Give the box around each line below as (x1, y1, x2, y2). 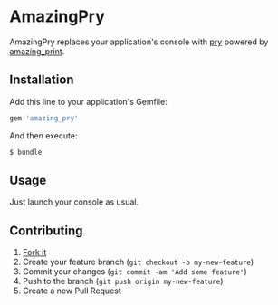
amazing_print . (9, 45, 65, 56)
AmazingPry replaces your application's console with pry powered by (9, 36, 269, 47)
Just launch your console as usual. (9, 196, 139, 207)
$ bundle (9, 148, 43, 157)
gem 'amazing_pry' (9, 113, 79, 123)
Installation (9, 72, 74, 88)
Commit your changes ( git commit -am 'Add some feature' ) (22, 266, 247, 277)
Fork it (22, 247, 47, 258)
